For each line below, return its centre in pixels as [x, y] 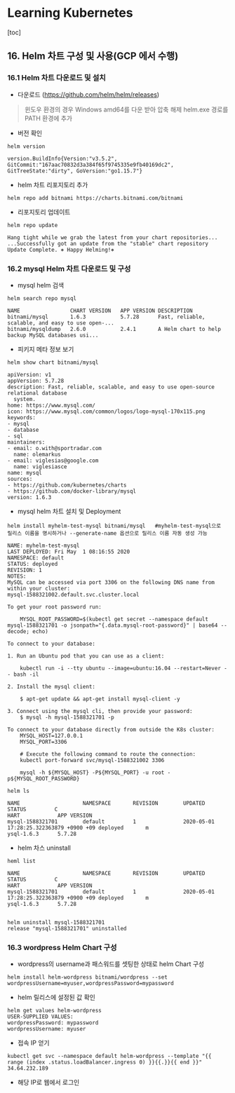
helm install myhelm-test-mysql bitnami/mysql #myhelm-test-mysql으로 [114, 526]
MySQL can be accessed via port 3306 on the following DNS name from [111, 582]
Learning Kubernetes [70, 13]
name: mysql [25, 473]
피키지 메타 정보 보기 [46, 349]
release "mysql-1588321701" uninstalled [67, 928]
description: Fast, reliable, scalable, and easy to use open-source [111, 387]
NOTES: [17, 576]
